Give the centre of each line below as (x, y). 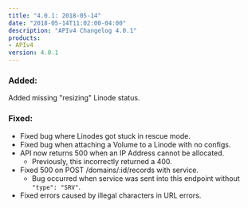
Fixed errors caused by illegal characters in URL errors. (110, 195)
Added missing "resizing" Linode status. (74, 98)
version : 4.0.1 (33, 53)
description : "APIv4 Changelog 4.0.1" (73, 30)
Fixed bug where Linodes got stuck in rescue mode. (105, 135)
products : (25, 38)
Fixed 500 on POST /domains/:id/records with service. (109, 170)
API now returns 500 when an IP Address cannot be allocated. (122, 153)
